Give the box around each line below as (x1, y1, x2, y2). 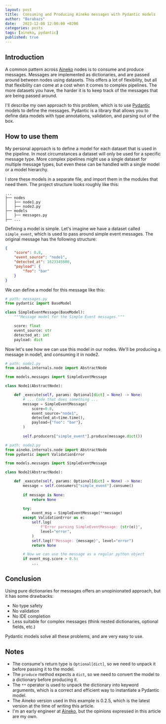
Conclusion (5, 575, 41, 583)
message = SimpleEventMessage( (23, 401, 87, 406)
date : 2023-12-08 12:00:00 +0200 (5, 21, 79, 26)
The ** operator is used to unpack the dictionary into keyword (12, 681, 139, 688)
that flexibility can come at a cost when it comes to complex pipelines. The (5, 82, 157, 88)
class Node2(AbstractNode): (5, 470, 63, 475)
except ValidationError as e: (23, 515, 85, 520)
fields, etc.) (12, 624, 36, 629)
